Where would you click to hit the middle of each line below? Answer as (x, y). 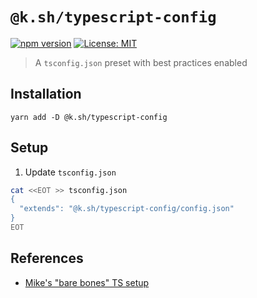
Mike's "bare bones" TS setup (87, 282)
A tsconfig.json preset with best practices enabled (141, 62)
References (47, 258)
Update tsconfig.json (70, 172)
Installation (46, 94)
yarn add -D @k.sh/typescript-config (89, 117)
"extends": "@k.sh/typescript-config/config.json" (127, 209)
